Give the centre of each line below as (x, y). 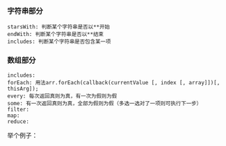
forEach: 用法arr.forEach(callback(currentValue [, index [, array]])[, (114, 82)
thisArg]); (23, 89)
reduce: (18, 121)
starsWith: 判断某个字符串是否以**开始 (58, 27)
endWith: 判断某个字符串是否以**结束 (56, 35)
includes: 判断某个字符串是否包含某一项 (59, 42)
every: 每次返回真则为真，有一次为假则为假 (62, 96)
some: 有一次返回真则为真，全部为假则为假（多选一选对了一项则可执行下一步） (105, 103)
